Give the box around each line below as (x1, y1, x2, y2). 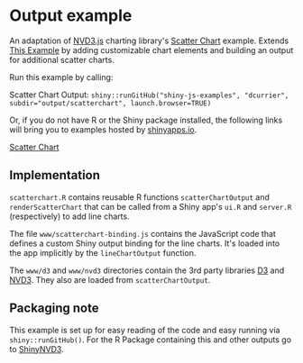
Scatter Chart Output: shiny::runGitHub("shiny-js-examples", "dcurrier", (9, 89, 289, 100)
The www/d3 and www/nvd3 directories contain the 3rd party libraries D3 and (9, 265, 285, 276)
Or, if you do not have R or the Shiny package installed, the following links (9, 114, 283, 125)
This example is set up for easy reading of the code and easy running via (9, 324, 280, 335)
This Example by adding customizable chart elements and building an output (9, 44, 294, 55)
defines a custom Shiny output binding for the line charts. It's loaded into (9, 238, 280, 249)
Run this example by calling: (9, 71, 114, 82)
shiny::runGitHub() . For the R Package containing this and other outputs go (9, 334, 291, 345)
